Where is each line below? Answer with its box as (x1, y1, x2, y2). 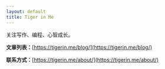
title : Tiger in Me (6, 14, 54, 20)
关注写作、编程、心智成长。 (6, 31, 74, 38)
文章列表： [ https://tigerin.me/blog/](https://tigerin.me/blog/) (6, 44, 153, 51)
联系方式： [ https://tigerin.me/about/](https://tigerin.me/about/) (6, 56, 159, 63)
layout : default (6, 8, 46, 15)
